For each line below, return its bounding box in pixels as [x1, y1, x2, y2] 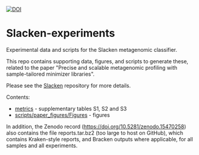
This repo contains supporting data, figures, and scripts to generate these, [6, 57, 189, 65]
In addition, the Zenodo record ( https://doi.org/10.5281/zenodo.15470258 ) [6, 123, 187, 130]
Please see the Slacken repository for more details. [6, 82, 131, 89]
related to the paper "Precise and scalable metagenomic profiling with [6, 64, 178, 71]
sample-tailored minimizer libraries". [6, 70, 95, 77]
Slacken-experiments [6, 27, 115, 40]
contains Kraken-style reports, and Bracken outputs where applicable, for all [6, 135, 193, 142]
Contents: [6, 93, 30, 101]
